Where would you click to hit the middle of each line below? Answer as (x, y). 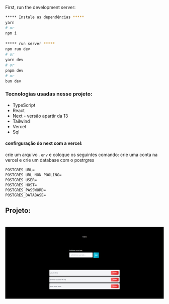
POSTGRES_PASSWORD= (26, 190)
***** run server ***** (30, 44)
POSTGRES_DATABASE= (26, 195)
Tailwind (21, 121)
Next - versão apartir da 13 (40, 116)
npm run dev (18, 49)
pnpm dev (14, 70)
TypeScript (24, 105)
